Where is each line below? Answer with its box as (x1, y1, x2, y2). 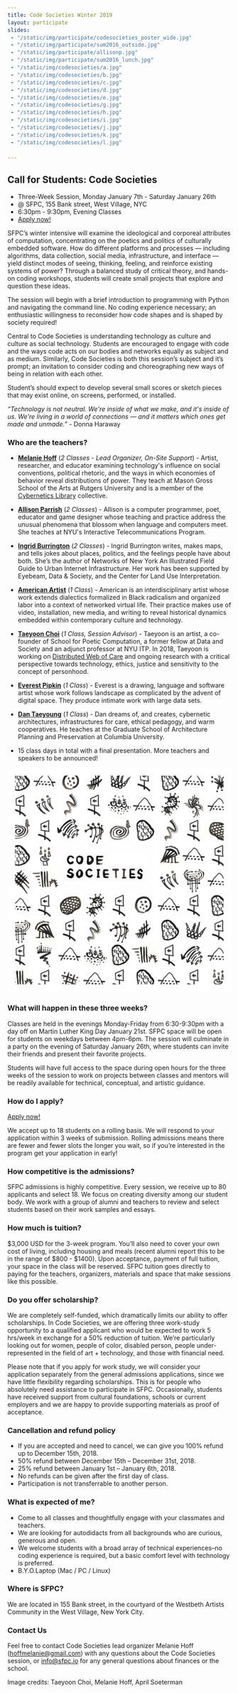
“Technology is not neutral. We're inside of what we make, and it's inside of (7, 405, 229, 414)
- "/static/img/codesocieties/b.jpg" (10, 71, 122, 78)
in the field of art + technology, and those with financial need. (44, 1348, 225, 1357)
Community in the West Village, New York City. (7, 1607, 144, 1616)
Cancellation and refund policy (7, 1425, 116, 1435)
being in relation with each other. (7, 370, 104, 378)
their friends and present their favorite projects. (7, 1049, 146, 1058)
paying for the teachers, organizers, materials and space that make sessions (7, 1269, 231, 1278)
